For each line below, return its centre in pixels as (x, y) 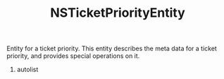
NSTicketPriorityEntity (118, 13)
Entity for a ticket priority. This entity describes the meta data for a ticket (112, 49)
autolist (27, 70)
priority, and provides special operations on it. (73, 56)
